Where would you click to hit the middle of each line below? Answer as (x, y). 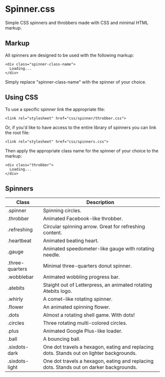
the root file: (17, 132)
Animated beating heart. (71, 241)
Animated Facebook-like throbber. (83, 219)
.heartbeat (20, 241)
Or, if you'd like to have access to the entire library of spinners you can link (81, 127)
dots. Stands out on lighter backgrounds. (90, 353)
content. (53, 233)
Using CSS (22, 98)
